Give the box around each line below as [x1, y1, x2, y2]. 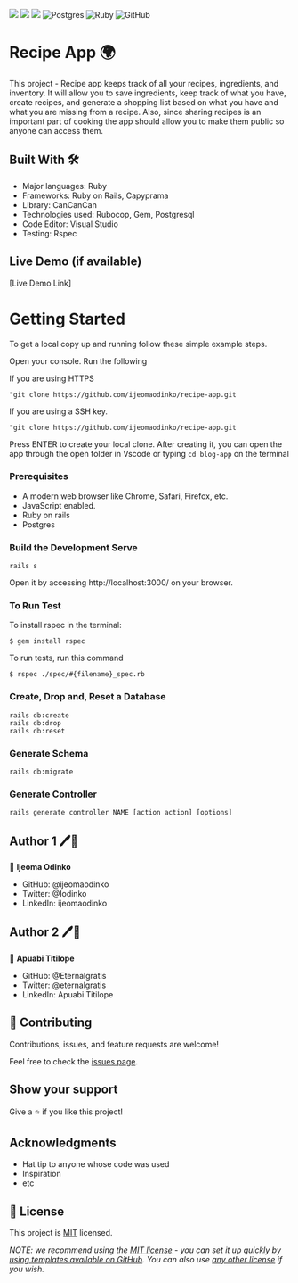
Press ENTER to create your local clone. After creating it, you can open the [9, 438, 283, 450]
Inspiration [21, 1169, 61, 1180]
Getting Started [9, 309, 126, 329]
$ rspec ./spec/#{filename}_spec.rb [9, 670, 145, 679]
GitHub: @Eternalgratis [21, 970, 107, 981]
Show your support [9, 1082, 118, 1097]
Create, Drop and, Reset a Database [9, 691, 166, 703]
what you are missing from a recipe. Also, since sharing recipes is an [9, 106, 262, 117]
